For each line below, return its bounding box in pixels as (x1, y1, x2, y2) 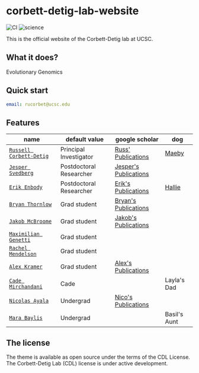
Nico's (114, 293, 133, 301)
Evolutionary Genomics (6, 68, 63, 75)
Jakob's (114, 214, 137, 222)
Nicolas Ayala (9, 298, 49, 304)
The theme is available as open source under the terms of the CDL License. (6, 353, 191, 361)
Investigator (60, 153, 94, 161)
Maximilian (9, 230, 40, 238)
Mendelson (9, 251, 37, 258)
